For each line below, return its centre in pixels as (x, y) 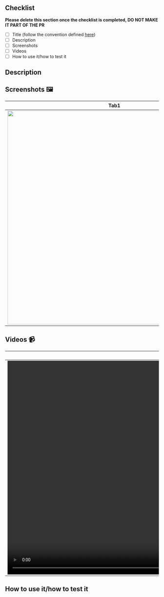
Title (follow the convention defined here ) (54, 34)
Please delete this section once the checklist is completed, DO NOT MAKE (82, 20)
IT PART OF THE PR (25, 25)
